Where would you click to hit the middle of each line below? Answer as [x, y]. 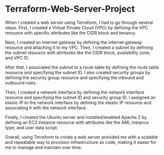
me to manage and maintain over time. [44, 147]
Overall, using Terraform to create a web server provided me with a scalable [82, 137]
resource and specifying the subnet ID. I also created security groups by [78, 72]
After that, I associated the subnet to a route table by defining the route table [82, 67]
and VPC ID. [17, 58]
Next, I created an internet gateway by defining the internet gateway [74, 42]
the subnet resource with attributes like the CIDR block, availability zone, [78, 53]
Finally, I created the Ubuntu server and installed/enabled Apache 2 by [76, 117]
